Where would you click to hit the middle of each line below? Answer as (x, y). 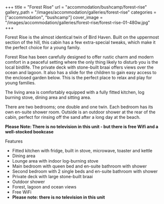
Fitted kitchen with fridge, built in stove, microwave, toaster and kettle (82, 151)
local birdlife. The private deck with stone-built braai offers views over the (79, 67)
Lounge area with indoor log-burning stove (55, 161)
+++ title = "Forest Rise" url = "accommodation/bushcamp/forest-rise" (76, 7)
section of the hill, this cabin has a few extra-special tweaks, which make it (80, 42)
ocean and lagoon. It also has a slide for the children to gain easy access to (81, 72)
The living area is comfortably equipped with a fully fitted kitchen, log (75, 92)
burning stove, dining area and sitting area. (48, 97)
